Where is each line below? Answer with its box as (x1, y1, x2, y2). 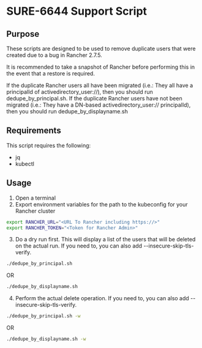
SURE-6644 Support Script (6, 4, 148, 18)
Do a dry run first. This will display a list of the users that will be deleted (15, 236, 196, 243)
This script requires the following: (6, 142, 91, 149)
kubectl (15, 160, 35, 167)
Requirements (6, 126, 61, 136)
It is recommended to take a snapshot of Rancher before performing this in (6, 63, 195, 70)
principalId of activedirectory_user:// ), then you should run (6, 88, 153, 96)
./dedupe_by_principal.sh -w (6, 313, 81, 319)
